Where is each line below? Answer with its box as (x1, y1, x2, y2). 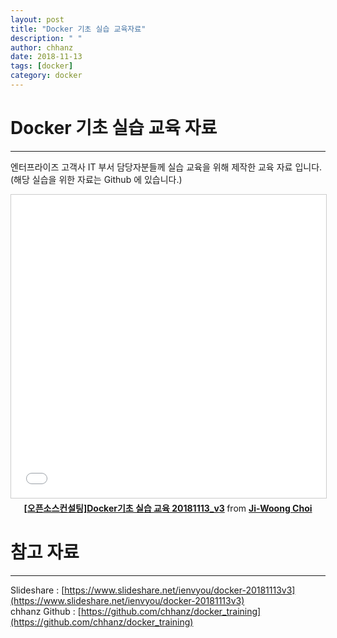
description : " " (10, 33, 83, 43)
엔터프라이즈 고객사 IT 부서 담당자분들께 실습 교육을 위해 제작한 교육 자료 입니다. (10, 161, 323, 173)
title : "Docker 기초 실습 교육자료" (10, 24, 147, 34)
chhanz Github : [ (10, 605, 82, 617)
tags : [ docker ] (10, 61, 74, 71)
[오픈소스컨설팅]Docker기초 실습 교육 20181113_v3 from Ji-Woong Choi (23, 502, 313, 514)
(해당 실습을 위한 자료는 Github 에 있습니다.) (10, 173, 183, 185)
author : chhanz (10, 42, 74, 53)
